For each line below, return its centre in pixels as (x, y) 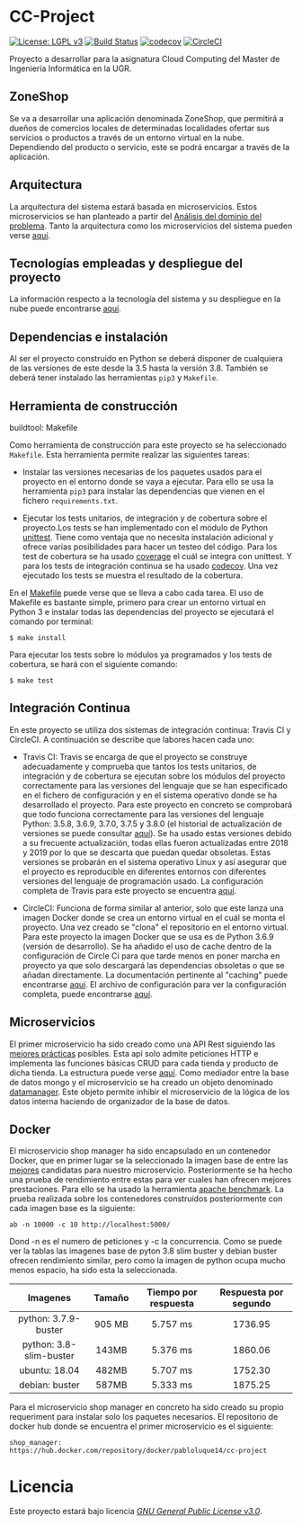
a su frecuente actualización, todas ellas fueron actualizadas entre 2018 (155, 843)
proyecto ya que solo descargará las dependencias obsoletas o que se (153, 965)
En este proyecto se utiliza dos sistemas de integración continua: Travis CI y (150, 729)
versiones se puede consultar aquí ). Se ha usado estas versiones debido (157, 833)
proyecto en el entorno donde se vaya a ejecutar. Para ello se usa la (148, 482)
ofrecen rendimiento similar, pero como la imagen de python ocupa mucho (147, 1261)
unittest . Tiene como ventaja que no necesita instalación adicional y (148, 537)
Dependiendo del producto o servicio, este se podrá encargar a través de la (150, 147)
